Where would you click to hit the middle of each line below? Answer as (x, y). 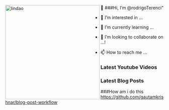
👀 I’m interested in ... (122, 17)
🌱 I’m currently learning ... (127, 27)
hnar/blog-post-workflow (31, 102)
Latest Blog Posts (122, 80)
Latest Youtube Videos (129, 67)
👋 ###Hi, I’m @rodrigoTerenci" (132, 8)
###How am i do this (122, 92)
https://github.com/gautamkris (132, 97)
